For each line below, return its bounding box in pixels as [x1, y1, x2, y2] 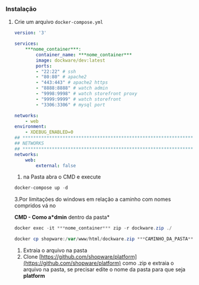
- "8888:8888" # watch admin [36, 85, 108, 91]
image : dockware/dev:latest [36, 57, 105, 63]
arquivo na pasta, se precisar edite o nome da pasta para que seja [23, 266, 186, 273]
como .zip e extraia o [122, 259, 174, 267]
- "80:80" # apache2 [36, 74, 87, 80]
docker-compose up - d [14, 185, 68, 191]
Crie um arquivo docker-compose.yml [14, 19, 104, 26]
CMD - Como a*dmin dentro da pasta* [14, 214, 110, 221]
